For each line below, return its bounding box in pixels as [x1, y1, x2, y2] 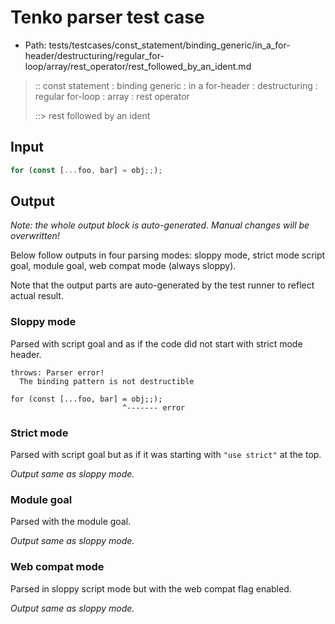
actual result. [10, 290, 64, 302]
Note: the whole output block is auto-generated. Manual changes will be [10, 219, 310, 231]
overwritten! [10, 230, 60, 242]
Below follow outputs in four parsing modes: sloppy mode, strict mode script [10, 249, 326, 261]
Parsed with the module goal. [10, 516, 132, 528]
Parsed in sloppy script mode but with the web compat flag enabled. [10, 582, 292, 595]
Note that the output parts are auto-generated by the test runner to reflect [10, 279, 315, 291]
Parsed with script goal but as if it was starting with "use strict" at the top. [10, 449, 322, 461]
